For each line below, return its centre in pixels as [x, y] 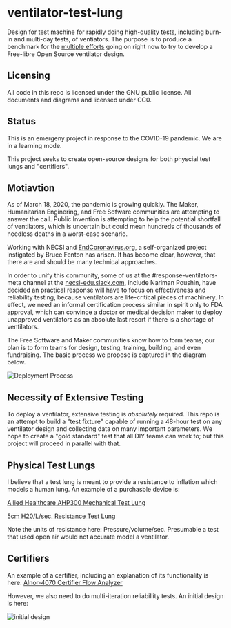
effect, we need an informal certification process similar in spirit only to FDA [115, 305]
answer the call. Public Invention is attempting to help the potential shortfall [114, 219]
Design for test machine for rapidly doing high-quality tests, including [106, 32]
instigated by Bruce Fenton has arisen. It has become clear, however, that [111, 255]
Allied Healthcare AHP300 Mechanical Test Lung [77, 502]
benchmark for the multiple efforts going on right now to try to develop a [110, 46]
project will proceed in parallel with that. [64, 443]
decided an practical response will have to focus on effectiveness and [107, 290]
